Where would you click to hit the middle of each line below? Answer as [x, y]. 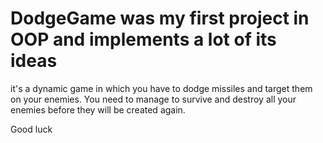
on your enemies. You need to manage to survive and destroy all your [153, 99]
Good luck [31, 129]
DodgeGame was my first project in [160, 18]
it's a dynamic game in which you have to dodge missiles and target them [161, 88]
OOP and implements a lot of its [143, 39]
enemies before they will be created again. [98, 109]
